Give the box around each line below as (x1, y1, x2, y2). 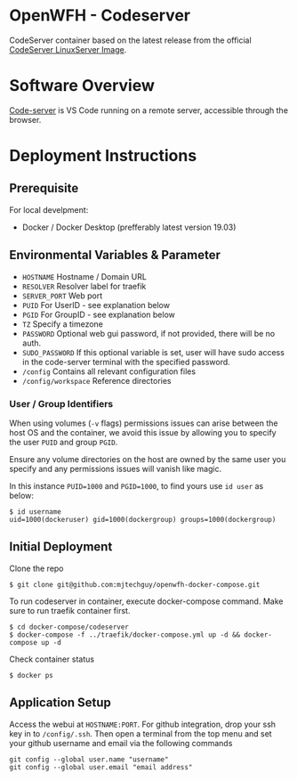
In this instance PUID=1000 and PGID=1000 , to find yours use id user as (9, 480, 264, 491)
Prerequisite (9, 181, 79, 196)
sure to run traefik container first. (9, 605, 131, 615)
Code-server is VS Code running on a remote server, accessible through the (9, 104, 289, 116)
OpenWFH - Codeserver (9, 5, 191, 26)
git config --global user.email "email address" (9, 762, 193, 771)
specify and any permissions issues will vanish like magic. (9, 463, 222, 474)
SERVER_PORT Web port (21, 290, 103, 301)
